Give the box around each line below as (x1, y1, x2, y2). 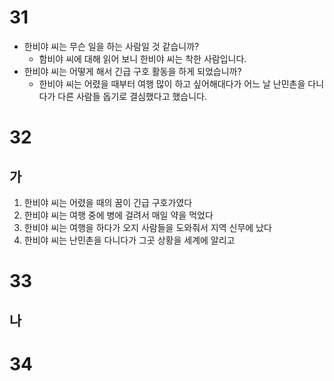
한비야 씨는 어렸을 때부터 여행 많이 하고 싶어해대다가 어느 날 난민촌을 (38, 77, 306, 90)
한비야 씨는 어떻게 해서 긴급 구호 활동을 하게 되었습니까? (23, 65, 242, 77)
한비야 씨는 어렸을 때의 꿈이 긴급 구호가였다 (23, 196, 193, 208)
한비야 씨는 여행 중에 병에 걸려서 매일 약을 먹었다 (23, 209, 214, 221)
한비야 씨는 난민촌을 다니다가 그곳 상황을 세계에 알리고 (23, 234, 236, 246)
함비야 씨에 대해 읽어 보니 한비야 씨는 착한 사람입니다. (38, 52, 247, 65)
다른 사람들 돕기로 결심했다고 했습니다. (57, 90, 208, 102)
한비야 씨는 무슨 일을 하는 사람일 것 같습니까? (23, 40, 200, 52)
